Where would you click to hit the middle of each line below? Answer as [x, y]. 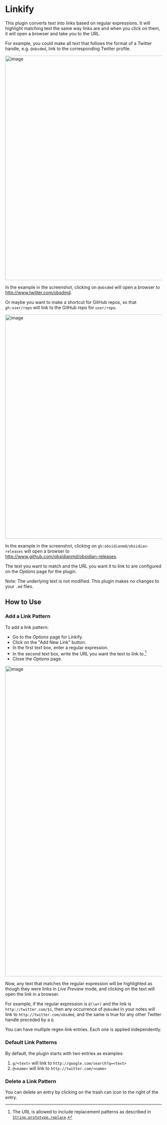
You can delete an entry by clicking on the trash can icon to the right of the [82, 1092]
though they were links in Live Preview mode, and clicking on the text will [80, 989]
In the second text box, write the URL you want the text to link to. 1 [79, 653]
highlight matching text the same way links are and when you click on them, [83, 28]
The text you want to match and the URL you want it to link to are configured [83, 566]
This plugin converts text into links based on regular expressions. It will [78, 23]
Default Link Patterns [31, 1043]
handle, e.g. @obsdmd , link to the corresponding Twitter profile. [68, 48]
